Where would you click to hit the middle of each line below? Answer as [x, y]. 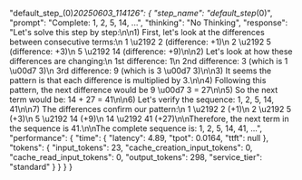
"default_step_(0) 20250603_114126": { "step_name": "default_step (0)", [141, 13]
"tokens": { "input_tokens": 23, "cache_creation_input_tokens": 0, [131, 147]
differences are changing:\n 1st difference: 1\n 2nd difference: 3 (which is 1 [149, 61]
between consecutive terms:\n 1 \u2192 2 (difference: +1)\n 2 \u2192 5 [141, 42]
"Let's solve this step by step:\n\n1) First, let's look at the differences [137, 32]
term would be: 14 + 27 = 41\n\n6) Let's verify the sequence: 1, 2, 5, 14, [142, 99]
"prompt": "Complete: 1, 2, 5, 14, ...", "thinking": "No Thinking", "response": [149, 23]
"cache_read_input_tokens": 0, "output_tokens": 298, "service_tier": [136, 157]
